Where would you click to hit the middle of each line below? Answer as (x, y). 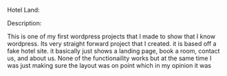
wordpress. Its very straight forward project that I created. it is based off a (112, 43)
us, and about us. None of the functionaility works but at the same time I (109, 58)
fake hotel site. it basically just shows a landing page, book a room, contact (113, 51)
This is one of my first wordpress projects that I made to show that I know (111, 36)
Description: (24, 23)
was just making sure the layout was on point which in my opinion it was (109, 65)
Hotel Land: (23, 10)
